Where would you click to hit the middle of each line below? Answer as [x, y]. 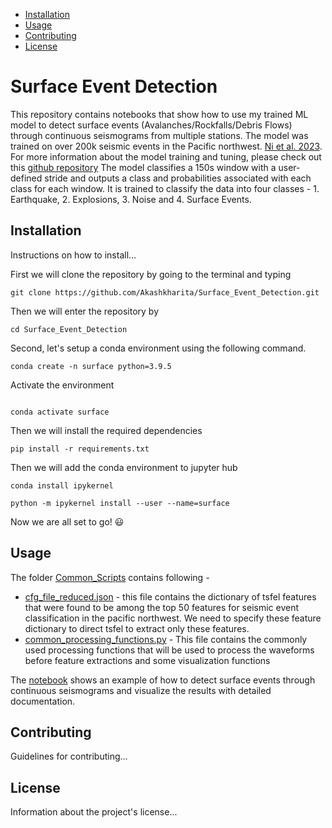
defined [26, 178]
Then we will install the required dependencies [106, 430]
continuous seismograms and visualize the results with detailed [141, 690]
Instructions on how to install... [73, 255]
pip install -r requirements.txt [80, 449]
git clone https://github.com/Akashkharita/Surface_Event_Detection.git [165, 292]
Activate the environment [62, 385]
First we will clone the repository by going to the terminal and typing [151, 274]
